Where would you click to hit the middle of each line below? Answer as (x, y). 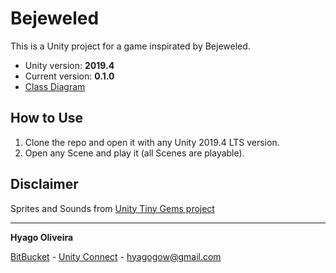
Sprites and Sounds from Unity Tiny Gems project (112, 208)
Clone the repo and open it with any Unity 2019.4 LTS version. (152, 142)
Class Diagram (55, 86)
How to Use (47, 118)
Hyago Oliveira (42, 237)
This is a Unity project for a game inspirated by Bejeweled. (130, 46)
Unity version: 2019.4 (69, 65)
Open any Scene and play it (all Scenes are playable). (134, 153)
